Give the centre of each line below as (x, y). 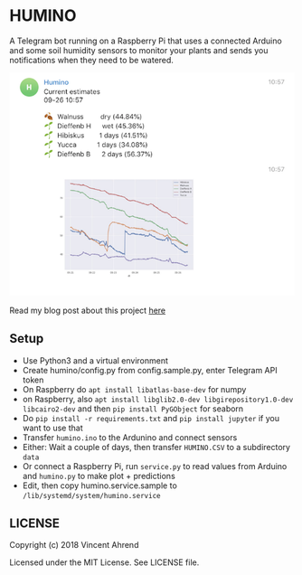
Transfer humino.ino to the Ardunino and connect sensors (130, 437)
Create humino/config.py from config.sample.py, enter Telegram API (150, 370)
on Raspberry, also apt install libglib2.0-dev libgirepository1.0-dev (158, 399)
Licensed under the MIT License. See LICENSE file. (104, 562)
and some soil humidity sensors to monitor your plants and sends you (139, 50)
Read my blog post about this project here (88, 310)
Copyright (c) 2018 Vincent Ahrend (74, 545)
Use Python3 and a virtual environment (95, 360)
